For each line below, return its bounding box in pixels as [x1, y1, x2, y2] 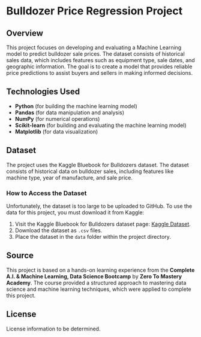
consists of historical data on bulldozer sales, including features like [6, 168, 174, 175]
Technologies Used [6, 87, 80, 97]
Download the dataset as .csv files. [14, 226, 103, 234]
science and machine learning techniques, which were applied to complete [6, 286, 191, 293]
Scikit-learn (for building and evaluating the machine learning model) [14, 122, 187, 129]
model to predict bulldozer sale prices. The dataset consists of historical [6, 50, 185, 57]
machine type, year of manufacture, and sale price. [6, 174, 133, 181]
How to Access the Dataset [6, 189, 87, 197]
